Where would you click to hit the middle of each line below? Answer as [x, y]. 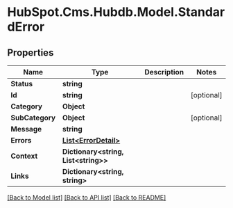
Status [22, 84]
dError [26, 27]
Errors [21, 140]
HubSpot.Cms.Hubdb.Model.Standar [116, 12]
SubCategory [33, 118]
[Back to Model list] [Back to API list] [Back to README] [87, 198]
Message [26, 129]
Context [24, 156]
